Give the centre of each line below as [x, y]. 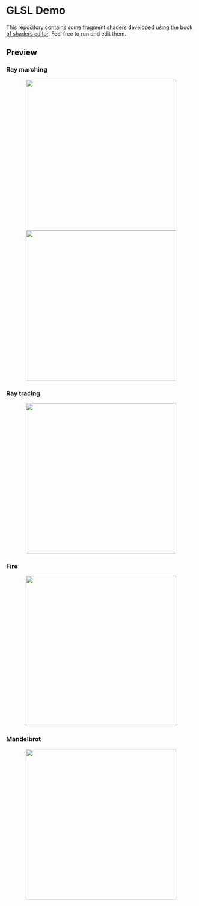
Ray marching [27, 70]
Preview [22, 53]
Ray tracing [23, 393]
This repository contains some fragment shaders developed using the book [99, 27]
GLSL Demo [36, 11]
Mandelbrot [24, 739]
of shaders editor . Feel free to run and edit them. [66, 33]
